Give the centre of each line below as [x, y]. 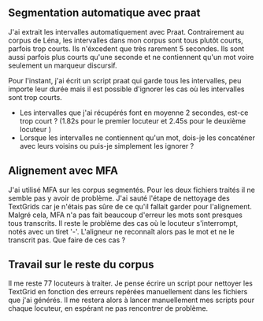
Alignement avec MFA [63, 171]
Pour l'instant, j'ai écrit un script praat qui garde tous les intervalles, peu [125, 80]
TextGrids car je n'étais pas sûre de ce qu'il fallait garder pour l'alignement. [130, 206]
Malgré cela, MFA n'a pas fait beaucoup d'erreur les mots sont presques [125, 215]
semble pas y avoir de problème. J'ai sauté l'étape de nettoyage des [119, 198]
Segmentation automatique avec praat [104, 13]
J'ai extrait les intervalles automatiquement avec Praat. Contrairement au [126, 31]
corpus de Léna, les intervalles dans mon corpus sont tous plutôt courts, [126, 40]
